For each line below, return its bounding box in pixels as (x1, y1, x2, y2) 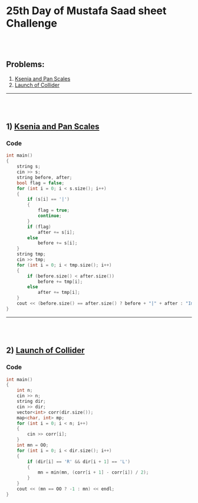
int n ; (16, 388, 33, 393)
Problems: (6, 59, 45, 70)
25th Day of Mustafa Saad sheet (6, 4, 167, 18)
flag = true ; (37, 207, 70, 213)
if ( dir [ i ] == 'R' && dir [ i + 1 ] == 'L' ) (27, 458, 131, 465)
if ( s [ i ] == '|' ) (27, 196, 70, 203)
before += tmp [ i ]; (37, 279, 83, 284)
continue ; (37, 213, 62, 219)
